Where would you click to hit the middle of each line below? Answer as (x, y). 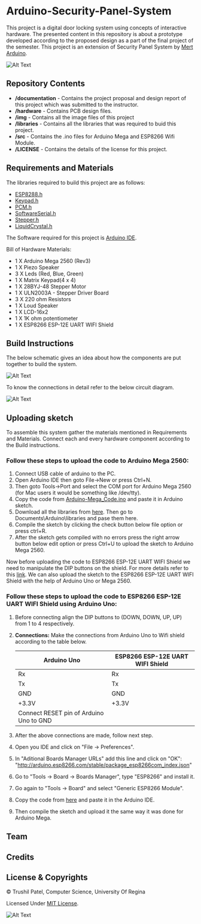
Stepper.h (27, 220)
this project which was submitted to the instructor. (77, 104)
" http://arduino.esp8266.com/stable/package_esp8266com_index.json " (103, 765)
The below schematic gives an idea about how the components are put (94, 358)
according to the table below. (51, 641)
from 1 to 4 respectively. (45, 623)
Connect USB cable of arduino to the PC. (65, 474)
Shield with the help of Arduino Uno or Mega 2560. (69, 581)
